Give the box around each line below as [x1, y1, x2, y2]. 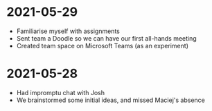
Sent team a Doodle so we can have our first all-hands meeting [16, 34, 197, 42]
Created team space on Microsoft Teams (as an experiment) [16, 41, 188, 50]
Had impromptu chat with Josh [16, 88, 105, 97]
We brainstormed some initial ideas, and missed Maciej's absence [16, 96, 205, 104]
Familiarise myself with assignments [16, 27, 121, 35]
